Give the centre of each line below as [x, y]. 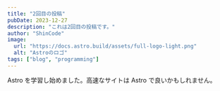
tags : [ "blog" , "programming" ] [53, 59]
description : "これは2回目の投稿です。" [61, 27]
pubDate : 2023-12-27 [38, 20]
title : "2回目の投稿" [36, 14]
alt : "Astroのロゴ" [41, 53]
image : [17, 40]
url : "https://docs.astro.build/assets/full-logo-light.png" [105, 46]
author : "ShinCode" [36, 33]
